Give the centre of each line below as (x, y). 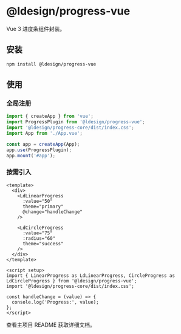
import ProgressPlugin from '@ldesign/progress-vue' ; (76, 122)
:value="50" (37, 201)
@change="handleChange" (53, 212)
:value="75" (37, 233)
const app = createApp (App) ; (43, 144)
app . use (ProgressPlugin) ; (39, 150)
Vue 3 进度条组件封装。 (36, 29)
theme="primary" (43, 206)
